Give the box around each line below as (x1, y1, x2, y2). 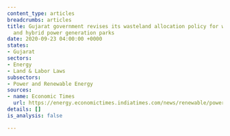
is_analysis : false (7, 112, 63, 119)
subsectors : (7, 73, 41, 81)
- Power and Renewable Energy (7, 80, 94, 87)
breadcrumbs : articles (7, 16, 72, 23)
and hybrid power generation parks (13, 29, 115, 36)
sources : (7, 87, 32, 93)
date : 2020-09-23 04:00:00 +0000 (7, 36, 103, 43)
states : (7, 42, 29, 49)
